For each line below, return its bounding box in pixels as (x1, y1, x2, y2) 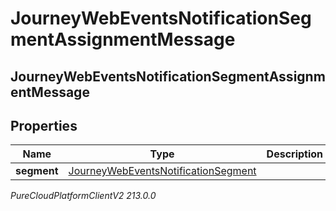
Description (266, 147, 324, 161)
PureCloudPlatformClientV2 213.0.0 (10, 190, 157, 202)
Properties (10, 117, 78, 134)
